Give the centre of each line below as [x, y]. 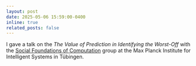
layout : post [22, 11]
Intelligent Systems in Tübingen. [45, 57]
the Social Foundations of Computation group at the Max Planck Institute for [98, 51]
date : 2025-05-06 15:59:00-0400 [46, 17]
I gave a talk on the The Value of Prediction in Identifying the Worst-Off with [98, 44]
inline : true [22, 22]
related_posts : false [33, 28]
